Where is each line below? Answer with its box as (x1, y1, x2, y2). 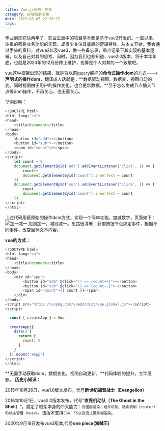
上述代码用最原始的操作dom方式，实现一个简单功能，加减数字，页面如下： (5, 215, 156, 220)
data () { (14, 329, 32, 334)
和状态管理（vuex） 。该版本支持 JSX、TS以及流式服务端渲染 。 (5, 410, 115, 416)
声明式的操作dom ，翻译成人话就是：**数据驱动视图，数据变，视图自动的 (5, 76, 152, 82)
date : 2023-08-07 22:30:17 (5, 16, 60, 21)
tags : (5, 21, 16, 26)
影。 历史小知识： (5, 377, 41, 383)
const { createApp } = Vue (9, 315, 65, 320)
